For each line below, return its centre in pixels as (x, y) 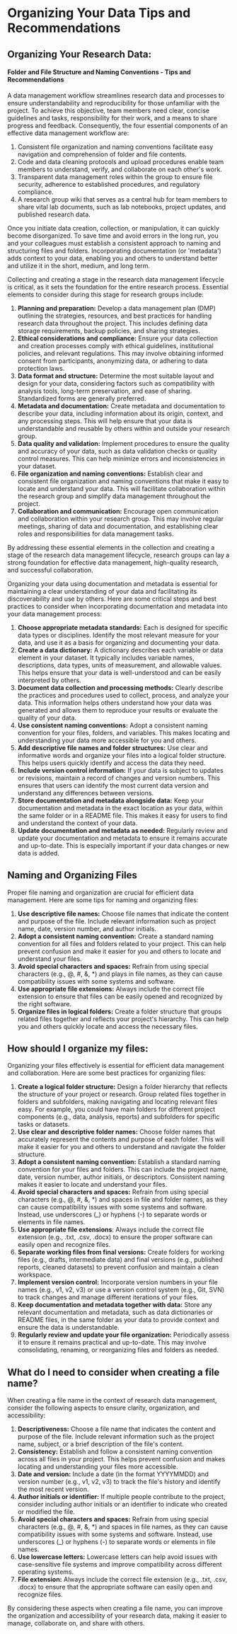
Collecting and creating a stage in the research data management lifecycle (116, 279)
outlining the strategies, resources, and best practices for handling (115, 316)
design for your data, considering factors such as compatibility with (116, 383)
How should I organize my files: (78, 1048)
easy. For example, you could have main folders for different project (116, 1110)
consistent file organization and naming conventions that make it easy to (123, 481)
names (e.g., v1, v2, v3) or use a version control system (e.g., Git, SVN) (121, 1290)
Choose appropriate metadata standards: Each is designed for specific (123, 627)
